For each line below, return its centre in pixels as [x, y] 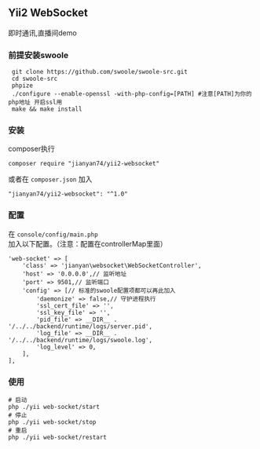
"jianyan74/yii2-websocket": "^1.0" [68, 194]
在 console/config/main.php [53, 234]
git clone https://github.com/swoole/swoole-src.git [100, 72]
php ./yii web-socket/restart [58, 437]
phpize [22, 86]
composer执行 [31, 149]
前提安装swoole [38, 55]
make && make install [47, 109]
